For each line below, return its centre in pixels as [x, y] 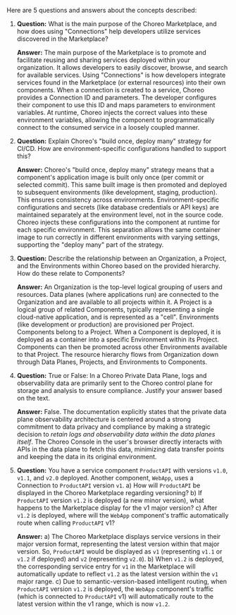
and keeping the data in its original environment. [87, 457]
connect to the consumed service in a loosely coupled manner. [108, 127]
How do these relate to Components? [71, 273]
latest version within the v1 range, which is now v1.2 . [93, 604]
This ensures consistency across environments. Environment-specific [118, 200]
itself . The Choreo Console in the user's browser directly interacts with [119, 442]
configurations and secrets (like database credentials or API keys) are [118, 207]
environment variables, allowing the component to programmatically [116, 120]
